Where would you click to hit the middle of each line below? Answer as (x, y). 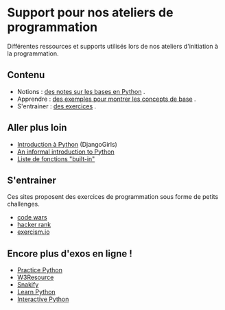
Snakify (28, 285)
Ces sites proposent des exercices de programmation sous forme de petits (113, 197)
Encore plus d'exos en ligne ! (70, 253)
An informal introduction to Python (66, 152)
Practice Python (40, 270)
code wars (32, 217)
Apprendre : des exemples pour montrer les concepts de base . (107, 99)
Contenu (26, 75)
